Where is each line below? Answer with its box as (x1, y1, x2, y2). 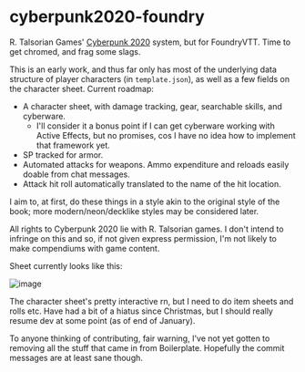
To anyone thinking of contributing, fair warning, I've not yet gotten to (9, 333, 270, 344)
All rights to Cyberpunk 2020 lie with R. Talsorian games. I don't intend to (9, 223, 284, 234)
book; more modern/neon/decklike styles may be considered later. (9, 205, 259, 216)
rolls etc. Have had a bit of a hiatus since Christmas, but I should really (9, 305, 273, 316)
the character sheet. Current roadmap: (9, 83, 155, 94)
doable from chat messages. (22, 169, 130, 180)
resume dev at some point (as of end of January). (9, 315, 196, 325)
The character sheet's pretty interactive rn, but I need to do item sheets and (9, 295, 294, 306)
